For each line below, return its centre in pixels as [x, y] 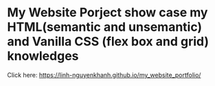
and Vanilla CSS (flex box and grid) [108, 42]
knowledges [43, 56]
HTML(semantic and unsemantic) [105, 27]
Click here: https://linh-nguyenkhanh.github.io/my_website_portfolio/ [104, 75]
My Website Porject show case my [107, 13]
